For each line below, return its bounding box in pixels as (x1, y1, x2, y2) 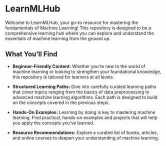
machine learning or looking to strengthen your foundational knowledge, (12, 68, 161, 74)
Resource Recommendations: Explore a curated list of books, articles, (12, 129, 158, 135)
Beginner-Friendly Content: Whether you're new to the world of (12, 63, 146, 69)
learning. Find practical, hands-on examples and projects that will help (12, 114, 157, 120)
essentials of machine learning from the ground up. (5, 35, 111, 41)
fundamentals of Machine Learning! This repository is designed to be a (5, 24, 151, 30)
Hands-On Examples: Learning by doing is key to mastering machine (12, 109, 155, 115)
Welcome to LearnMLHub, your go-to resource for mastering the (5, 19, 138, 25)
